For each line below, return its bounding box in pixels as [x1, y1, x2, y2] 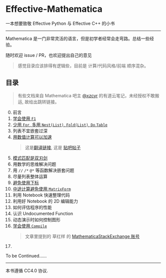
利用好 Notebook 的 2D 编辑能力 [12, 198, 78, 204]
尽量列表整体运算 [12, 173, 48, 179]
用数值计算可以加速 [12, 134, 52, 140]
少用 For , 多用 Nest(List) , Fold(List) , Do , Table [12, 121, 108, 127]
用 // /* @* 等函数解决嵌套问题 [12, 167, 74, 173]
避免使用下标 [12, 179, 39, 186]
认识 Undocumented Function [12, 210, 73, 216]
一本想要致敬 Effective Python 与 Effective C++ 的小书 [5, 20, 115, 26]
